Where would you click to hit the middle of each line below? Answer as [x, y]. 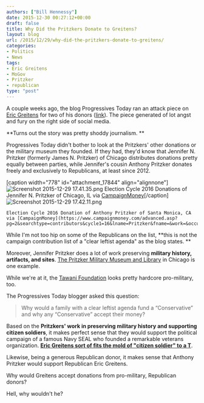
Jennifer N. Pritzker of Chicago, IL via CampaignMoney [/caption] [87, 195]
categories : [21, 46]
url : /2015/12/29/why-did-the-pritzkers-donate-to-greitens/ [85, 40]
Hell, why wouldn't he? [35, 393]
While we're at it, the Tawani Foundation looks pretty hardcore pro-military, [100, 278]
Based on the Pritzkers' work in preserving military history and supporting [102, 326]
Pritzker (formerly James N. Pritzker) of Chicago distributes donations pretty [102, 157]
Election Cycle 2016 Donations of [146, 188]
